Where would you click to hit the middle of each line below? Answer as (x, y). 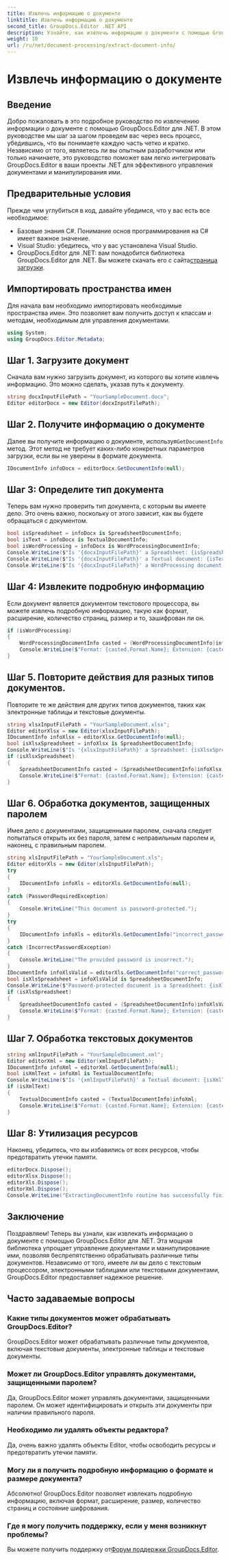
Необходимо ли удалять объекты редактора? (88, 1430)
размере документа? (45, 1478)
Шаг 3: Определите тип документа (86, 490)
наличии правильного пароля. (51, 1412)
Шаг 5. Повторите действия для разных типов (111, 677)
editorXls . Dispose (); (38, 1183)
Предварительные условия (69, 194)
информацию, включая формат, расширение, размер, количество (104, 1501)
